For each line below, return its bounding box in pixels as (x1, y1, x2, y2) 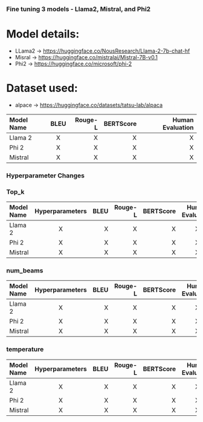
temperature (6, 345, 44, 354)
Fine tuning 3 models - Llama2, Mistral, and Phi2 (6, 5, 151, 13)
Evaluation (163, 123, 194, 131)
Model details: (6, 27, 80, 41)
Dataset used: (6, 81, 79, 95)
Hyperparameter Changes (6, 171, 85, 180)
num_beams (6, 266, 43, 274)
